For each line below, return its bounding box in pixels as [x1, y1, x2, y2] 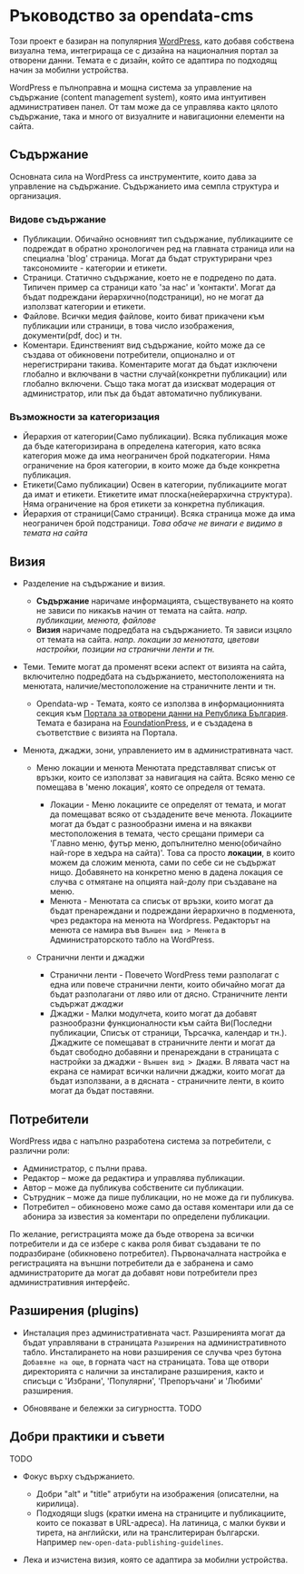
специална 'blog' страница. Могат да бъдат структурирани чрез [22, 253, 272, 264]
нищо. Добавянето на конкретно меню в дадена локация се [49, 867, 284, 878]
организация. [9, 190, 62, 201]
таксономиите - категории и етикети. [22, 262, 168, 273]
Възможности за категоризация [9, 410, 161, 423]
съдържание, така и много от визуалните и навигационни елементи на [9, 111, 286, 122]
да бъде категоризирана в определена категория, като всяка [22, 441, 261, 452]
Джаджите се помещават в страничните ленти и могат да [49, 1037, 276, 1048]
